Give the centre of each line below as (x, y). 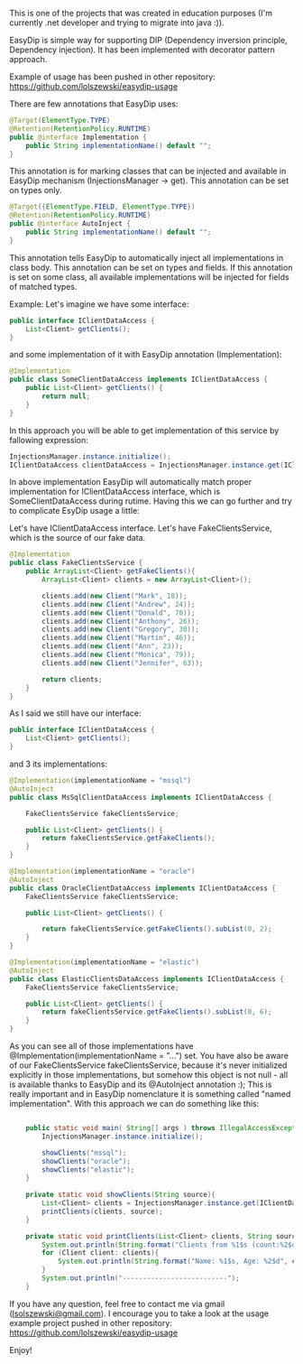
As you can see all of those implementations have (101, 1046)
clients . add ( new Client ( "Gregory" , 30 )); (121, 630)
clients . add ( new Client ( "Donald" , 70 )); (119, 613)
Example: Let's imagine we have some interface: (99, 304)
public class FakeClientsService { (76, 563)
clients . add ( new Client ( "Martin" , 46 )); (119, 638)
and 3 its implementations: (59, 764)
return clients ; (72, 679)
